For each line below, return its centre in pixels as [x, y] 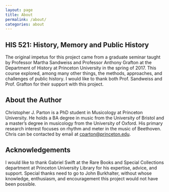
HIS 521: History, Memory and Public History [77, 45]
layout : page [19, 10]
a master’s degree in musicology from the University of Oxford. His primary [84, 123]
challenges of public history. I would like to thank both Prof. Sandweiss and [84, 79]
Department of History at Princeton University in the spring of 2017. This [81, 68]
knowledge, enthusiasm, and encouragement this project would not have [82, 178]
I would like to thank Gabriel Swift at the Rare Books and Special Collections [85, 162]
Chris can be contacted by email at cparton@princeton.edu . [68, 134]
